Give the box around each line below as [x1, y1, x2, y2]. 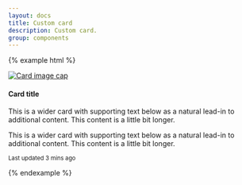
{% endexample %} [8, 168, 73, 178]
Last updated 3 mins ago [8, 154, 76, 163]
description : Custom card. [8, 26, 98, 34]
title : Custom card [8, 19, 73, 27]
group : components [8, 33, 69, 42]
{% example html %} [8, 56, 76, 65]
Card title [8, 89, 40, 98]
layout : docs [8, 11, 52, 20]
